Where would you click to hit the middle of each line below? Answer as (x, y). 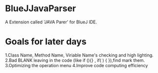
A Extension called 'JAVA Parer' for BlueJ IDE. (51, 22)
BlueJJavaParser (40, 9)
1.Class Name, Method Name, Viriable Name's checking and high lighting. (79, 55)
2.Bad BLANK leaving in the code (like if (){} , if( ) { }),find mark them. (75, 60)
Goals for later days (46, 42)
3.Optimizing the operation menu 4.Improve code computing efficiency (77, 65)
